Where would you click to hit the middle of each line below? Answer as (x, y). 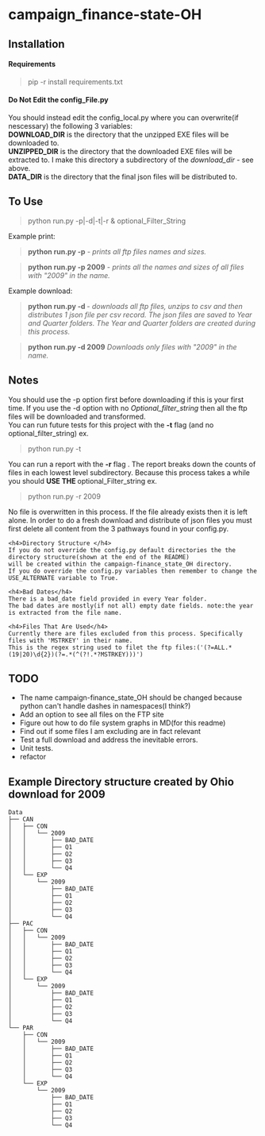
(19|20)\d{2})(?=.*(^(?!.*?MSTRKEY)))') (76, 654)
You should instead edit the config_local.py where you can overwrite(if (124, 118)
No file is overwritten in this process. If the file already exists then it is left (128, 512)
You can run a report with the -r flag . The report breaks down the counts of (132, 464)
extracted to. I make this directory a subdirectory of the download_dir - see (131, 160)
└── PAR (21, 1028)
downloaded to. (34, 143)
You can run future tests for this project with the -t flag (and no (111, 425)
